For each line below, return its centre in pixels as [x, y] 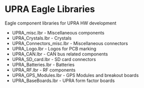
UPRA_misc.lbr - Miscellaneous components [58, 32]
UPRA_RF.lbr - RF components [44, 70]
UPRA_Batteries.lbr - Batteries [43, 64]
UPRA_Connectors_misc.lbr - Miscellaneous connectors [70, 43]
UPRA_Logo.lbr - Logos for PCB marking [54, 48]
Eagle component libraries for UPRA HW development [61, 23]
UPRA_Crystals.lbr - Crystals [42, 38]
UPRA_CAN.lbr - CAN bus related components [60, 54]
